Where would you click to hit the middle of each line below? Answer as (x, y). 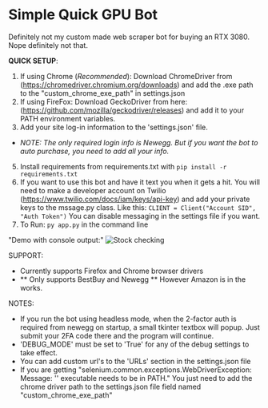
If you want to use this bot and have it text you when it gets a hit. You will (140, 182)
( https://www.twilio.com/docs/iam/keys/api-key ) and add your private (135, 199)
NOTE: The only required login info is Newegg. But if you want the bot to (139, 142)
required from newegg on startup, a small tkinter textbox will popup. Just (140, 327)
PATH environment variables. (68, 118)
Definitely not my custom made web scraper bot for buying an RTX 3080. (129, 37)
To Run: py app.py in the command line (84, 224)
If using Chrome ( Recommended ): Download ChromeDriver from (126, 76)
